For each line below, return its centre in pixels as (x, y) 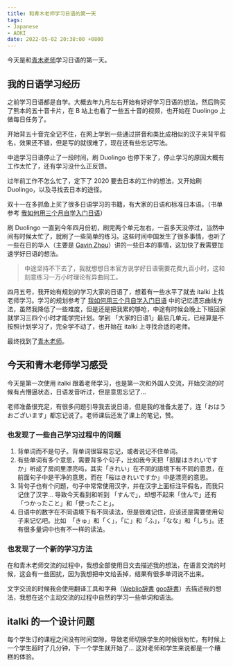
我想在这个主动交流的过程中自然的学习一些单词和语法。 (98, 598)
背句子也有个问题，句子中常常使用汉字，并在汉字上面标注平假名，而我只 (120, 486)
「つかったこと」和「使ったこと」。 (67, 503)
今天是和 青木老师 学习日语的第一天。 (59, 60)
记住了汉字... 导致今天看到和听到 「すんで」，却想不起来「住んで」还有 (117, 495)
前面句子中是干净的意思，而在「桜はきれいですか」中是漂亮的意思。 (114, 477)
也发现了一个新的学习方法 (50, 548)
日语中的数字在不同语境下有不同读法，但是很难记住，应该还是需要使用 (118, 512)
